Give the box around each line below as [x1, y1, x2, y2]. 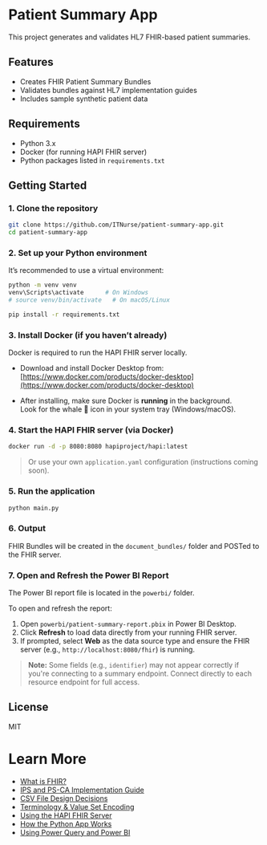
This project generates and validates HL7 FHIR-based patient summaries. [8, 32, 251, 42]
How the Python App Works [19, 819, 112, 828]
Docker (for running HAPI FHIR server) [19, 147, 148, 156]
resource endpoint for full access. [27, 677, 140, 687]
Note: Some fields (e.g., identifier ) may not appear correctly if [27, 660, 239, 670]
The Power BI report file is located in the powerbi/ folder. [8, 588, 195, 598]
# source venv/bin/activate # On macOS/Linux [8, 296, 171, 304]
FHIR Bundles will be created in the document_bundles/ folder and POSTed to [8, 541, 260, 550]
